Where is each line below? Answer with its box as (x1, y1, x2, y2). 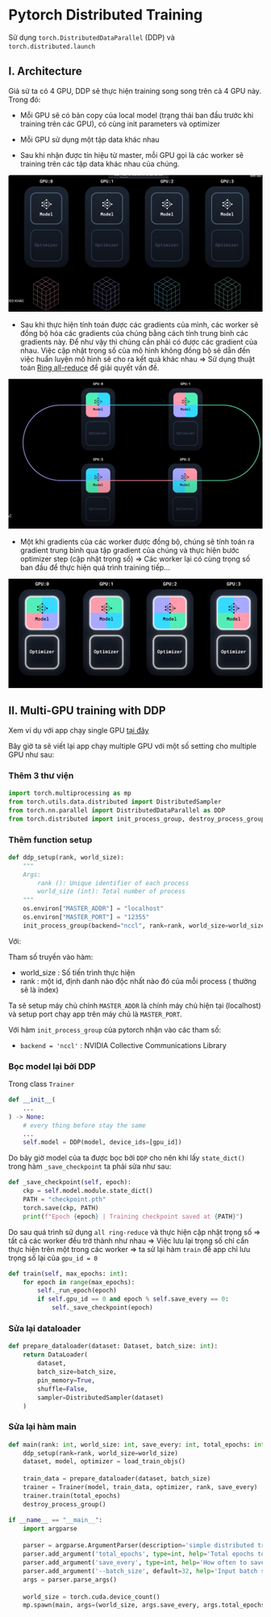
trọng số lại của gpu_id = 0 (8, 1253, 98, 1263)
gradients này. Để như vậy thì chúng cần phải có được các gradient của (19, 337, 258, 347)
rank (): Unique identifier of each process (37, 879, 190, 887)
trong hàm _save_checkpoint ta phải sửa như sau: (8, 1161, 172, 1171)
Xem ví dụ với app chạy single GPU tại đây (8, 725, 149, 735)
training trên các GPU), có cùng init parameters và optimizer (19, 119, 220, 129)
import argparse (23, 1524, 78, 1533)
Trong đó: (8, 95, 41, 104)
